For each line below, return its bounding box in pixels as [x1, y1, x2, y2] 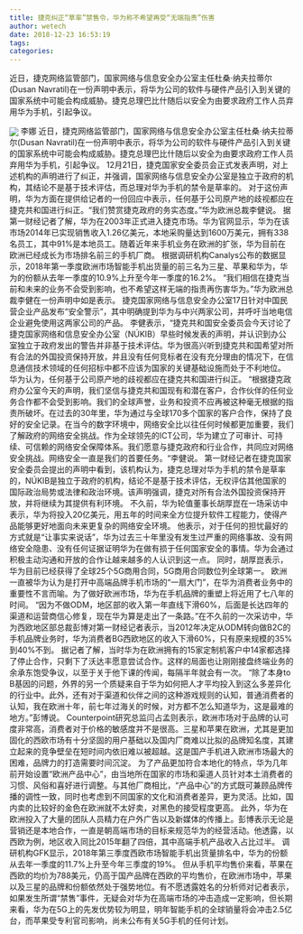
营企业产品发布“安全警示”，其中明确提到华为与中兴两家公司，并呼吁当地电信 [9, 306, 293, 317]
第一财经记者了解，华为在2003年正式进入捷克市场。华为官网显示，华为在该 [9, 216, 290, 227]
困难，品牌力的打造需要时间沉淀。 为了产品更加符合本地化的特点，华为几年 [9, 757, 289, 768]
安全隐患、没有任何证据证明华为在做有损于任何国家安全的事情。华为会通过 [16, 543, 294, 554]
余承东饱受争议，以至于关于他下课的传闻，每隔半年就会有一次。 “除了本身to [9, 667, 291, 678]
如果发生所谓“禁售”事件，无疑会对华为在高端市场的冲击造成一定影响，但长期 [9, 892, 293, 903]
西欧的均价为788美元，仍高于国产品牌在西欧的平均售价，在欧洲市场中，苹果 [9, 870, 293, 881]
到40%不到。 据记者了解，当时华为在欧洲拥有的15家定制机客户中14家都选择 [9, 644, 291, 655]
